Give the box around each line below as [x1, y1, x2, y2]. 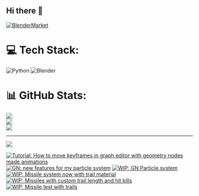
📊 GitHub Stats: [6, 89, 87, 102]
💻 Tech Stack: [6, 44, 79, 57]
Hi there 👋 [6, 6, 43, 16]
